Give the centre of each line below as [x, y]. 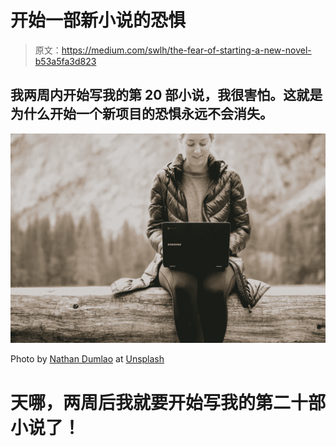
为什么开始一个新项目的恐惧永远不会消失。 [141, 114]
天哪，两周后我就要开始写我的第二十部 [168, 402]
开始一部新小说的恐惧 [98, 20]
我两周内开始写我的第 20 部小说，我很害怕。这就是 [166, 95]
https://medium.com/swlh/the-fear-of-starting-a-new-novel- [186, 50]
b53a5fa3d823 [65, 61]
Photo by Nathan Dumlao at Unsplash [87, 359]
